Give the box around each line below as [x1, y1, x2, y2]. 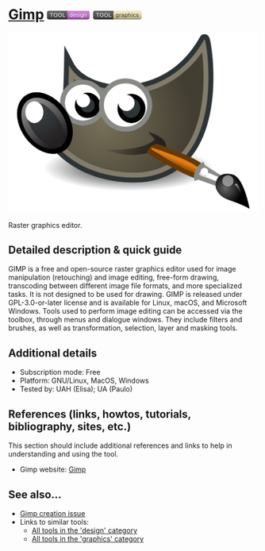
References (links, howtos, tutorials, [8, 407, 192, 421]
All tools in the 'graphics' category [31, 534, 144, 543]
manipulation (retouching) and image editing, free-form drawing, [8, 272, 220, 283]
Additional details [8, 346, 98, 360]
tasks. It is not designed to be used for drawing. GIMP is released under [8, 290, 243, 299]
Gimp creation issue [19, 508, 86, 518]
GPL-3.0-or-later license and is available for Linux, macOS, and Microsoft [8, 298, 248, 307]
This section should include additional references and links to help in [8, 441, 232, 450]
